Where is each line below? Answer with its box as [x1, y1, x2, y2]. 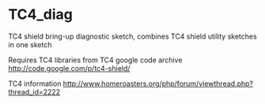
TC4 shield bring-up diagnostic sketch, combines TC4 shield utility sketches [8, 32, 257, 41]
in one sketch [8, 39, 53, 49]
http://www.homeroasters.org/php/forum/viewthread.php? [62, 79, 254, 88]
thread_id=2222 [8, 87, 61, 96]
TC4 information [8, 79, 62, 88]
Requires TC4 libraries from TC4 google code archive [8, 55, 183, 65]
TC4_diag [8, 6, 73, 24]
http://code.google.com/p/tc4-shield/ [8, 63, 131, 72]
